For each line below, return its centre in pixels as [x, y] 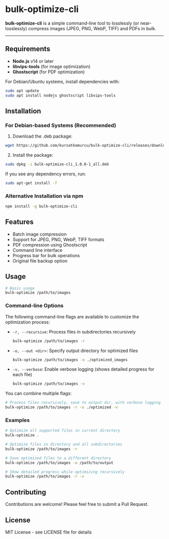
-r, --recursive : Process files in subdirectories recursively [74, 332]
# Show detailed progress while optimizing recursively [65, 472]
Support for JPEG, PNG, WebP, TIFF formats [58, 239]
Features [19, 222]
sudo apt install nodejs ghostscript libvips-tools [60, 95]
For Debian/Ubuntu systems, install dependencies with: [62, 81]
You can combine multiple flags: [38, 393]
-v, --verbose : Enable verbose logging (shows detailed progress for [83, 369]
